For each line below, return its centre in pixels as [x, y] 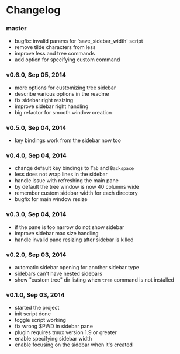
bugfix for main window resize [51, 199]
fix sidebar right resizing [44, 100]
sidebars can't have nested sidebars [58, 273]
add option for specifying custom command [67, 60]
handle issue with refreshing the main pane [66, 181]
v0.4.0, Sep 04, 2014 [37, 155]
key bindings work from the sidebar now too [68, 140]
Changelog [33, 10]
